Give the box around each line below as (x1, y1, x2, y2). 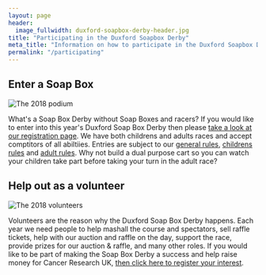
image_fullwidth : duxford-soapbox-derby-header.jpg (15, 26, 190, 34)
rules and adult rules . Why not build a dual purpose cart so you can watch (8, 147, 249, 157)
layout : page (8, 11, 51, 20)
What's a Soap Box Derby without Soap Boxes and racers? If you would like (8, 114, 255, 124)
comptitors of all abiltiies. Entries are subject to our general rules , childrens (8, 139, 253, 149)
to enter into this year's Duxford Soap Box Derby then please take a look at (8, 122, 253, 132)
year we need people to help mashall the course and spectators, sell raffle (8, 223, 250, 234)
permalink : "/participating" (8, 48, 104, 56)
